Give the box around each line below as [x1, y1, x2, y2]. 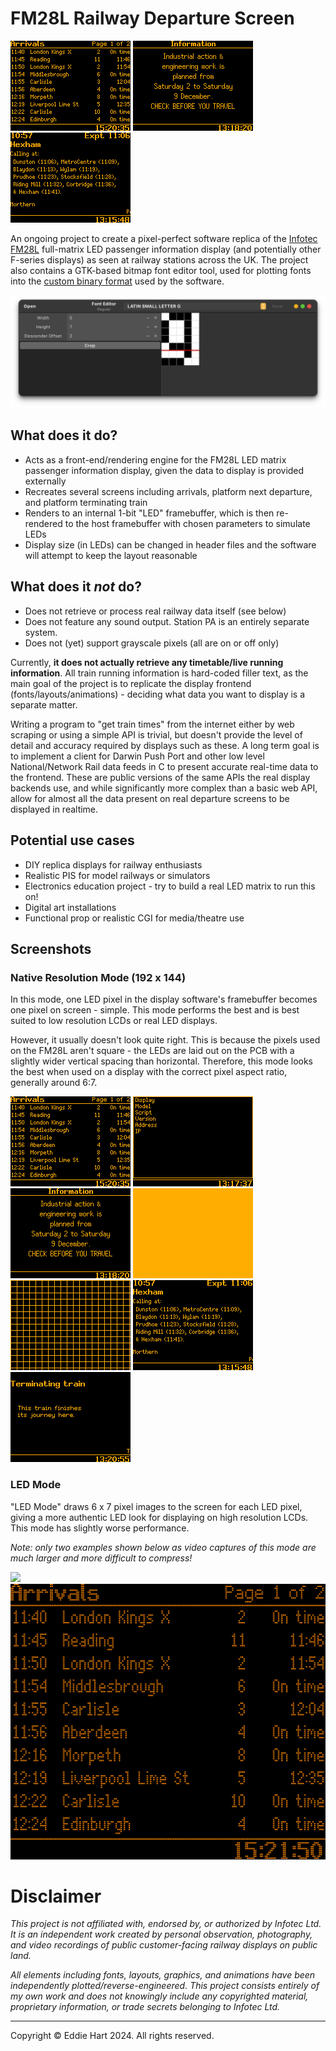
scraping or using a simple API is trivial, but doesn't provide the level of [10, 728, 303, 741]
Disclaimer [10, 1885, 102, 1907]
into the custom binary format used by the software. [10, 275, 225, 287]
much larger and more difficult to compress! [10, 1552, 193, 1564]
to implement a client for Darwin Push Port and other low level [10, 750, 265, 762]
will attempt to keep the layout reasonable [24, 549, 198, 561]
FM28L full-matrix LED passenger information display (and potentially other [10, 243, 322, 255]
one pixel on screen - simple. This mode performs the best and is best [10, 1004, 300, 1016]
